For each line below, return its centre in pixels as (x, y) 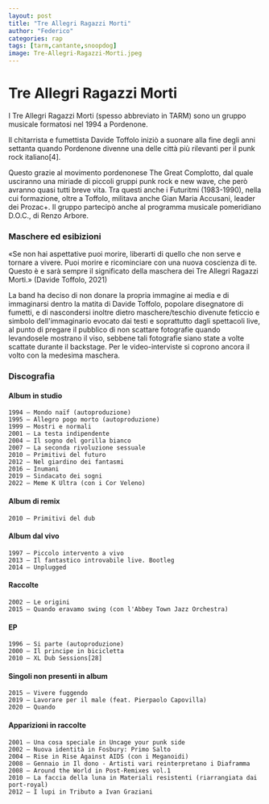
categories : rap (35, 38)
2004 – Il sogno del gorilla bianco (70, 441)
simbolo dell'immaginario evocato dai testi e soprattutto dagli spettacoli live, (134, 321)
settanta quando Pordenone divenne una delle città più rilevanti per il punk (132, 148)
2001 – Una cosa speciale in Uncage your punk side (97, 742)
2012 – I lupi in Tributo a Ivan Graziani (81, 792)
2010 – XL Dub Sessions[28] (56, 659)
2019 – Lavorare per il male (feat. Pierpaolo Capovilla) (108, 700)
